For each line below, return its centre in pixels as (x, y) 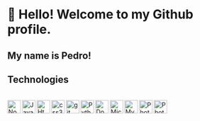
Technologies (38, 80)
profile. (29, 29)
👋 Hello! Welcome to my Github (100, 15)
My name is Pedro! (49, 56)
